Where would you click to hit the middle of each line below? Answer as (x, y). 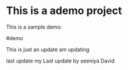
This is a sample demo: (34, 27)
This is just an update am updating (48, 49)
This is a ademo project (64, 11)
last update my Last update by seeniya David (60, 61)
